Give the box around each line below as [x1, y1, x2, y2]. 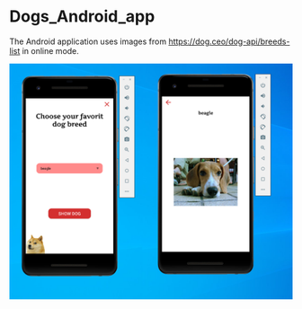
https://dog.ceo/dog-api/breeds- [168, 36, 290, 47]
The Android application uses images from [9, 36, 167, 47]
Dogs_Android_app [9, 6, 155, 27]
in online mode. [22, 45, 79, 56]
